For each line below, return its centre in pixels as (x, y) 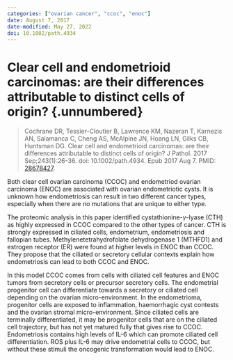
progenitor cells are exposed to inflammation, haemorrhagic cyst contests (113, 305)
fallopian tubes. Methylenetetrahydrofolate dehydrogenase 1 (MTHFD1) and (115, 240)
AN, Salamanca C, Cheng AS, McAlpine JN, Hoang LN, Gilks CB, (116, 139)
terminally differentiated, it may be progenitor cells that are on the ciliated (112, 320)
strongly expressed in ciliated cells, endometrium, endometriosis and (106, 232)
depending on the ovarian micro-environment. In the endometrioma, (105, 297)
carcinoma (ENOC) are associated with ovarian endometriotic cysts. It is (110, 189)
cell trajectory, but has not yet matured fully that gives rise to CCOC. (105, 327)
